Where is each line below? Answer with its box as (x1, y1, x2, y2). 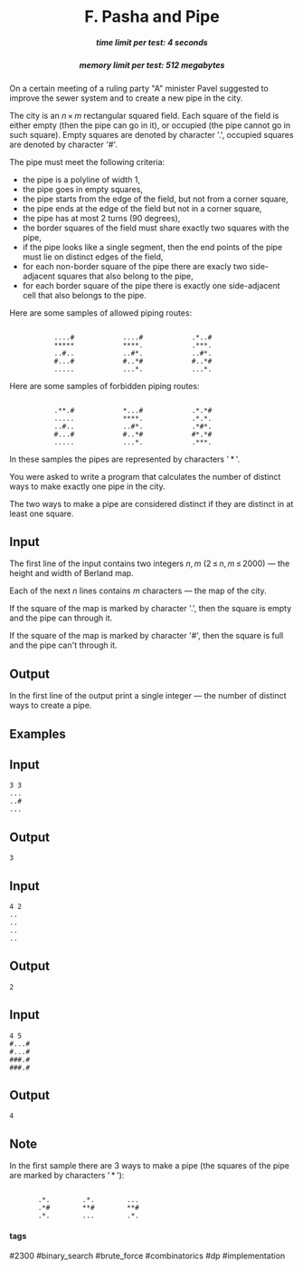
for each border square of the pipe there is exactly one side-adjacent (22, 279, 280, 291)
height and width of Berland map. (9, 568, 134, 579)
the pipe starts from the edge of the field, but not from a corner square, (22, 193, 289, 204)
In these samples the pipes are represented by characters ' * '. (9, 454, 241, 464)
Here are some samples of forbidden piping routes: (9, 380, 200, 391)
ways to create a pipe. (9, 700, 92, 711)
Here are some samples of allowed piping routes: (9, 307, 193, 318)
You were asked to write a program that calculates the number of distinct (9, 471, 281, 482)
